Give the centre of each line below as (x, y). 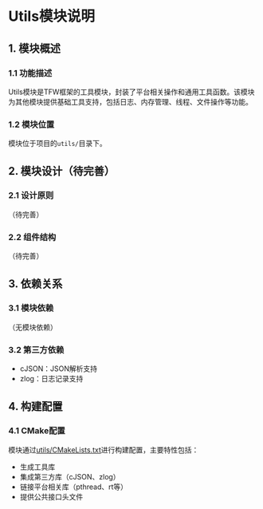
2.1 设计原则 (31, 195)
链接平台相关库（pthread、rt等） (74, 487)
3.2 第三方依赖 (36, 349)
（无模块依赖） (33, 327)
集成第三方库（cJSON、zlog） (70, 476)
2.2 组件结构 (32, 237)
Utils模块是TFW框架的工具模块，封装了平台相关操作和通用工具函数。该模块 (131, 92)
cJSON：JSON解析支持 (59, 369)
